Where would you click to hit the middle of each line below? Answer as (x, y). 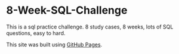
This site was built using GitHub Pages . (54, 45)
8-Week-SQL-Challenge (67, 10)
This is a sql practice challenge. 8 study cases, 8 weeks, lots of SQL (90, 27)
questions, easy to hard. (36, 33)
